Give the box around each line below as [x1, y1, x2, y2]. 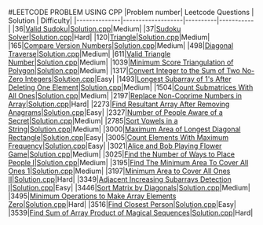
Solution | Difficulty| [8, 16, 73, 25]
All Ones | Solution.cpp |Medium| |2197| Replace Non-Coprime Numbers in [8, 91, 242, 100]
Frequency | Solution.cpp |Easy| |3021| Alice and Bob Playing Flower [8, 142, 222, 150]
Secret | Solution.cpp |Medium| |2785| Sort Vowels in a [8, 116, 178, 125]
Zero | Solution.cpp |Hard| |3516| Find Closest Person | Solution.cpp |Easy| [8, 200, 237, 208]
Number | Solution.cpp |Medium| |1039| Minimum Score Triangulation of [8, 57, 234, 67]
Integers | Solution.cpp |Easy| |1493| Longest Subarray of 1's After [24, 75, 232, 83]
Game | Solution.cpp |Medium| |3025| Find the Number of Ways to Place [8, 149, 236, 159]
